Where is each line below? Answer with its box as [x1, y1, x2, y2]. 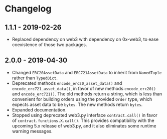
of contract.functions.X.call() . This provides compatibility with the [12, 117, 154, 123]
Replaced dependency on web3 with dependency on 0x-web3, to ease [12, 36, 159, 42]
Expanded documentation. [12, 106, 67, 113]
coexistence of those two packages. [12, 42, 87, 48]
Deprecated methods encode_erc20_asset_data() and [12, 80, 122, 86]
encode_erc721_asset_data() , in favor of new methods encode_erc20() [12, 85, 156, 91]
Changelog [5, 3, 52, 15]
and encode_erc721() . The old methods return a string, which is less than [12, 91, 162, 97]
